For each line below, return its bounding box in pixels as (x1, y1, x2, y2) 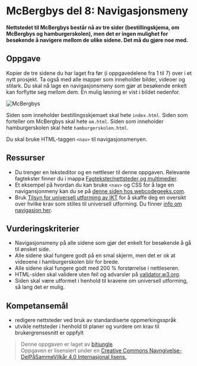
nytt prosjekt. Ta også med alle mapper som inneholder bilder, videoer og (6, 75, 185, 83)
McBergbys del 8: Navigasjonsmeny (6, 4, 189, 18)
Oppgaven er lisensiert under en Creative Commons (20, 347, 148, 354)
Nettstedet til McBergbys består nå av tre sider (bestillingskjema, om (6, 24, 180, 31)
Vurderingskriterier (6, 223, 80, 234)
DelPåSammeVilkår (20, 354, 68, 361)
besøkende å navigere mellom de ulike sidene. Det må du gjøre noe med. (6, 36, 189, 43)
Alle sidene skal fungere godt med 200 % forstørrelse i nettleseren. (14, 264, 180, 272)
